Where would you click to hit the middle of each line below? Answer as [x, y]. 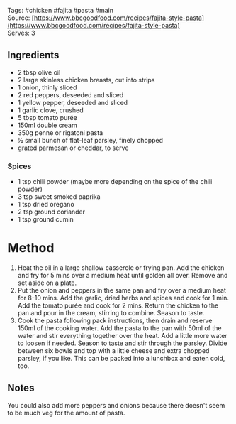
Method [31, 248]
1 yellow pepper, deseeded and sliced [73, 102]
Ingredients [33, 55]
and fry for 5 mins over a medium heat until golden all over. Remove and [123, 276]
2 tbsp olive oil [39, 72]
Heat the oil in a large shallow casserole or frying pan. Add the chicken [121, 268]
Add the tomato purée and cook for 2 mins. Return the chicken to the [118, 305]
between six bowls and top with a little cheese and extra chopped [113, 351]
